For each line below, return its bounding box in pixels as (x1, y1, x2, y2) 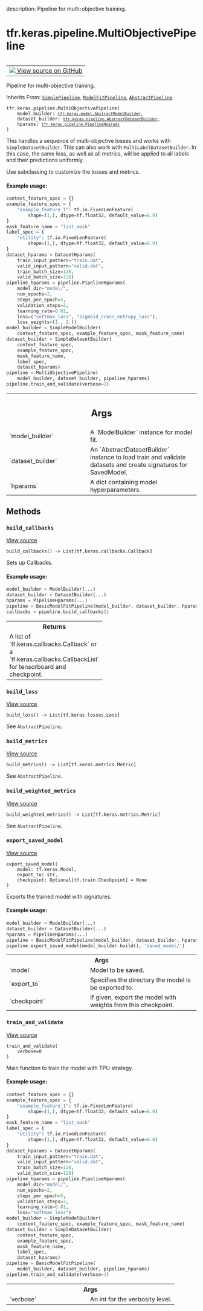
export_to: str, (17, 872, 59, 878)
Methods (6, 506, 41, 516)
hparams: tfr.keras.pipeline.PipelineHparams (17, 121, 120, 127)
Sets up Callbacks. (6, 559, 53, 567)
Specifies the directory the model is (90, 976, 192, 984)
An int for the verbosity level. (90, 1295, 172, 1303)
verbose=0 (17, 1048, 42, 1054)
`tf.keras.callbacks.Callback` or (9, 640, 97, 648)
